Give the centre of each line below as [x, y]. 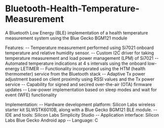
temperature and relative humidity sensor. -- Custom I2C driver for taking [80, 53]
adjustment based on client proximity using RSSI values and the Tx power [80, 79]
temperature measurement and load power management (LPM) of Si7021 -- [82, 58]
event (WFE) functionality [31, 95]
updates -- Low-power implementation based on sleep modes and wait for [81, 89]
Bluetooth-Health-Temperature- [72, 9]
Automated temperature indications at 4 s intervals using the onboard [76, 63]
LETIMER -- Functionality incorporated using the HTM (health [83, 68]
